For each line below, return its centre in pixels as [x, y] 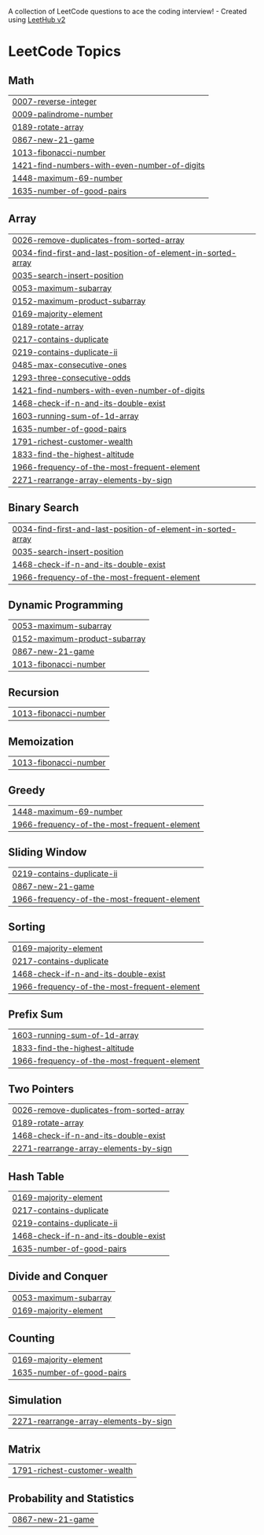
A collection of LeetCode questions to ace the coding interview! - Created [128, 11]
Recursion [34, 692]
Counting [31, 1339]
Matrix [24, 1449]
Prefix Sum [36, 1014]
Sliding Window [48, 852]
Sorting [27, 927]
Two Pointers [41, 1089]
